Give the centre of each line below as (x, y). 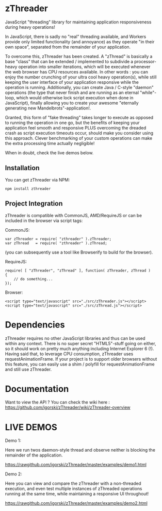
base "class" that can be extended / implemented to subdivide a (69, 61)
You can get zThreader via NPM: (38, 180)
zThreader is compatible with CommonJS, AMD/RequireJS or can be (73, 215)
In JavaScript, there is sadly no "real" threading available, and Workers (76, 36)
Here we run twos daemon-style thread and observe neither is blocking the (80, 450)
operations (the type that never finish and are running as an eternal (72, 92)
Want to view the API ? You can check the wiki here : (57, 402)
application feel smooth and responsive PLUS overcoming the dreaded (76, 128)
